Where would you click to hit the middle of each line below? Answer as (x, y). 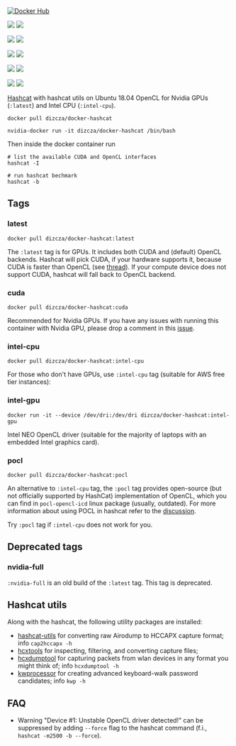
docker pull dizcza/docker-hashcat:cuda (68, 307)
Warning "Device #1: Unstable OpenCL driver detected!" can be (110, 720)
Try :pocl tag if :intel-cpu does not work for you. (80, 525)
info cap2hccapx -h (45, 643)
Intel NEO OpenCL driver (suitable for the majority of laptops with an (107, 434)
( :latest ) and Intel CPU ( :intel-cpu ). (62, 105)
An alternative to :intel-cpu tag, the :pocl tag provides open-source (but (114, 488)
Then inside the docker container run (61, 144)
